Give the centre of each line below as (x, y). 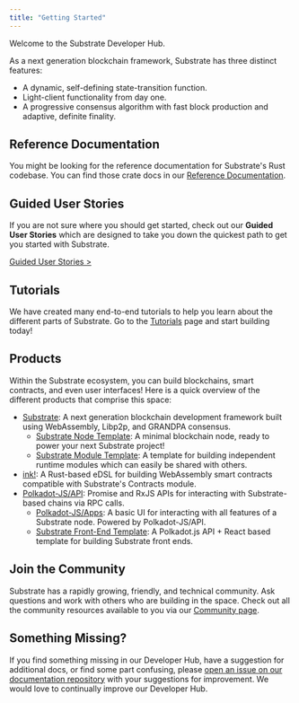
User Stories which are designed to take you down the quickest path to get (148, 235)
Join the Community (67, 570)
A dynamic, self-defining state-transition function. (115, 87)
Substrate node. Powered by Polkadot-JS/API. (121, 522)
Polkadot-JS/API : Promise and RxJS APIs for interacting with (134, 493)
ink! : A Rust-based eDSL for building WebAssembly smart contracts (147, 474)
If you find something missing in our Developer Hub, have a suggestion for (147, 660)
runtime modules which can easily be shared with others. (141, 464)
